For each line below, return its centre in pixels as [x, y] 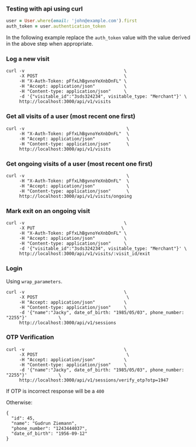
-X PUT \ [72, 228]
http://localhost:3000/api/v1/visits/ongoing [75, 196]
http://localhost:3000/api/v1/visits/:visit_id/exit [85, 254]
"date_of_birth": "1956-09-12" [49, 434]
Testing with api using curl [44, 9]
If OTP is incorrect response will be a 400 [55, 391]
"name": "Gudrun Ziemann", [44, 423]
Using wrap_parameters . [34, 281]
